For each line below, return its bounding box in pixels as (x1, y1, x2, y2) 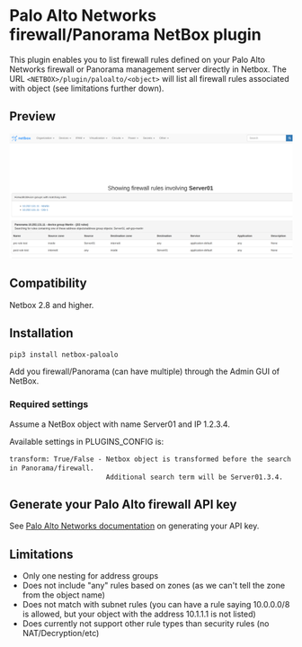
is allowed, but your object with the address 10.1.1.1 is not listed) (22, 608, 256, 620)
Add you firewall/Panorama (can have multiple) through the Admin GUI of (9, 366, 280, 377)
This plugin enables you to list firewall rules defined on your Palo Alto (9, 54, 265, 65)
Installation (9, 325, 74, 341)
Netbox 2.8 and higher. (9, 299, 94, 310)
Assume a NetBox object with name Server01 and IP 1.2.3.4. (9, 419, 231, 430)
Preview (9, 109, 57, 124)
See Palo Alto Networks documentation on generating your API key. (9, 520, 260, 531)
